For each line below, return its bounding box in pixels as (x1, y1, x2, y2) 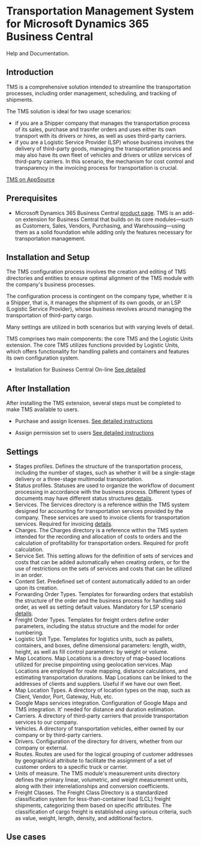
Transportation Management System (6, 4, 194, 18)
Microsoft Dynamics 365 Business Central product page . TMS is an (14, 209, 182, 216)
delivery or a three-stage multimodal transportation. (14, 476, 143, 482)
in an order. (14, 571, 44, 579)
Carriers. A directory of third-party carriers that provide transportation (14, 712, 189, 719)
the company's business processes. (6, 281, 95, 288)
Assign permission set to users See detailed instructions (14, 429, 154, 437)
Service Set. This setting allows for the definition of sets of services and (14, 552, 193, 559)
